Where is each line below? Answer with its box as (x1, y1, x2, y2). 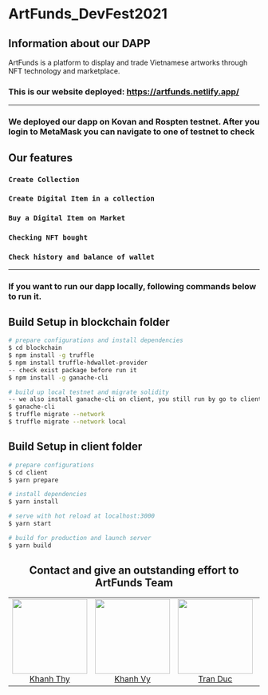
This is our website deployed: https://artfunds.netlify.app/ (8, 85, 239, 97)
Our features (8, 151, 73, 165)
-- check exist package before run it (8, 366, 137, 374)
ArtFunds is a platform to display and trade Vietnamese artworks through (8, 58, 248, 67)
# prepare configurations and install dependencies (8, 336, 183, 344)
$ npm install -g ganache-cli (8, 373, 109, 382)
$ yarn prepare (8, 476, 59, 484)
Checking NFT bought (8, 233, 89, 242)
